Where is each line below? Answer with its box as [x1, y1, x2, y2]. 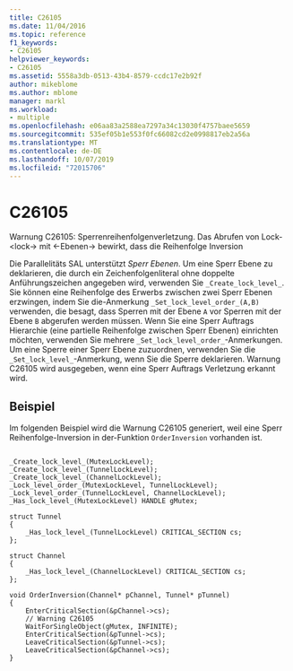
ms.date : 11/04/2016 [9, 22, 87, 30]
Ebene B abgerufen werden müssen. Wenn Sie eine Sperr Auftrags [9, 316, 254, 327]
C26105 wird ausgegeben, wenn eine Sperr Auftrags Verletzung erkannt [9, 363, 276, 374]
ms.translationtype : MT [9, 138, 99, 147]
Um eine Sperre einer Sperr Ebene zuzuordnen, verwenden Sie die [9, 344, 256, 355]
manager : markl [9, 96, 66, 106]
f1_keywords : [9, 38, 58, 48]
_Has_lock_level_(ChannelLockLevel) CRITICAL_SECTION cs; [25, 567, 246, 577]
